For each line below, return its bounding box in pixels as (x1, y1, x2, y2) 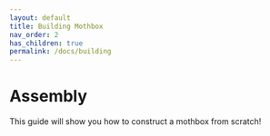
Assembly (9, 86, 88, 107)
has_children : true (9, 38, 84, 48)
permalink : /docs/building (9, 47, 112, 56)
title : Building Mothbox (9, 22, 104, 31)
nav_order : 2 (9, 30, 59, 39)
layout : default (9, 13, 71, 23)
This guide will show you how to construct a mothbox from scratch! (9, 116, 262, 127)
